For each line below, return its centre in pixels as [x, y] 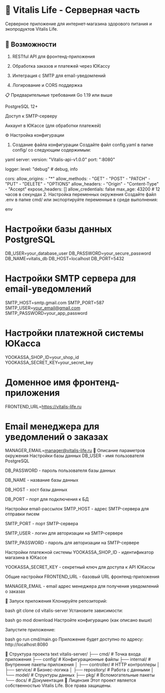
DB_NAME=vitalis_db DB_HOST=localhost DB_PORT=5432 [65, 258]
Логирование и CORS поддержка [47, 85]
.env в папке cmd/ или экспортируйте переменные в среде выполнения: [82, 199]
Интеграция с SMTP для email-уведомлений [59, 76]
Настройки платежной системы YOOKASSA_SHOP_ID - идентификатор [80, 552]
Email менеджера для [52, 426]
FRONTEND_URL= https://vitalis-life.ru [43, 406]
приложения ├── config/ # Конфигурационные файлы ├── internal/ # [78, 659]
